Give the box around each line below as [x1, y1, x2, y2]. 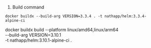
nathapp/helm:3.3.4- [104, 14, 147, 19]
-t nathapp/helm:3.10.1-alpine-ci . [5, 37, 72, 43]
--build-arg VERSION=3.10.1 [5, 32, 62, 38]
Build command [12, 4, 44, 10]
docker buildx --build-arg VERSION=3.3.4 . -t [5, 14, 103, 19]
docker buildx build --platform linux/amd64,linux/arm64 [5, 27, 118, 33]
